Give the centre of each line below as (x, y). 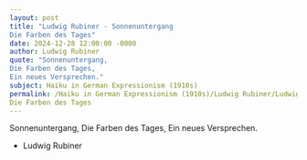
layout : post (34, 18)
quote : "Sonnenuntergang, (58, 60)
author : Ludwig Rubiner (55, 52)
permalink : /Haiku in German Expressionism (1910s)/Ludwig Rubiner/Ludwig (155, 94)
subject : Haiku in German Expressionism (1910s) (104, 85)
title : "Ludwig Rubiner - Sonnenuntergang (91, 26)
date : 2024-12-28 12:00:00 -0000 (73, 43)
